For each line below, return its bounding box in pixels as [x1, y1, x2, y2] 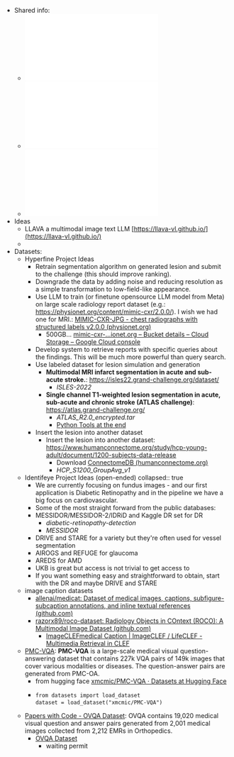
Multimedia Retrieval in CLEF [45, 639, 130, 648]
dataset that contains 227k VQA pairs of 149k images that [57, 654, 225, 663]
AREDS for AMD [35, 556, 83, 565]
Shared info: [13, 6, 50, 14]
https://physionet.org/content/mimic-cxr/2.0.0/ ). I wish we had [35, 308, 218, 316]
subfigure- [193, 594, 225, 602]
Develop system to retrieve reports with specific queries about [35, 346, 218, 353]
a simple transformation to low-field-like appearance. [35, 285, 191, 293]
